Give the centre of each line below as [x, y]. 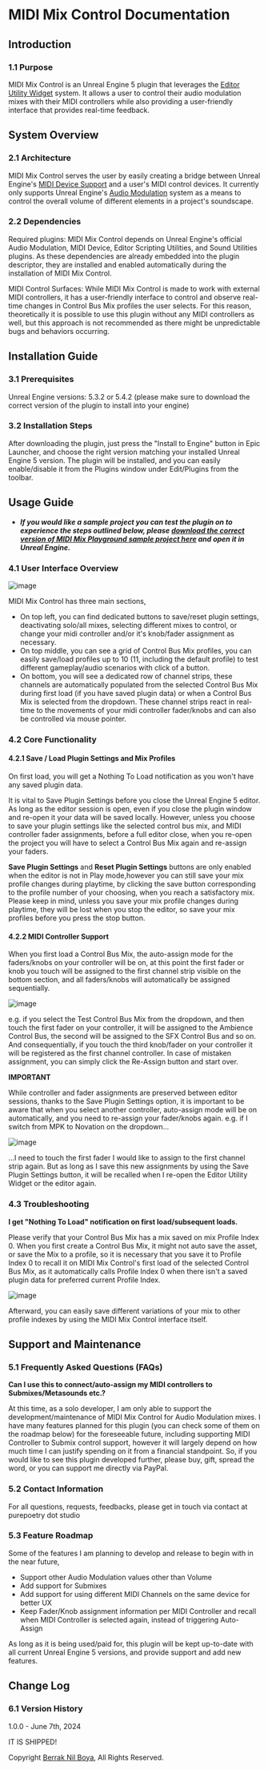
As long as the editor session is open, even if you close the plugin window [130, 809]
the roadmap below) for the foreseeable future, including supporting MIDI [129, 1434]
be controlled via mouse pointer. [73, 718]
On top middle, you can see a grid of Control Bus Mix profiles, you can [136, 650]
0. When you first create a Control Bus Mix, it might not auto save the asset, [133, 1245]
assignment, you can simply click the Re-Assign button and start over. [123, 1062]
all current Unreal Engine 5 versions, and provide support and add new [125, 1652]
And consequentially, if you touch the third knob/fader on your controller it [131, 1045]
